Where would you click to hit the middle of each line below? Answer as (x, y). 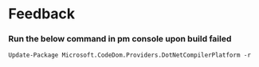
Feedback (42, 14)
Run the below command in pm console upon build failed (120, 39)
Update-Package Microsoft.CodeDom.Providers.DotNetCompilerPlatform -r (129, 55)
